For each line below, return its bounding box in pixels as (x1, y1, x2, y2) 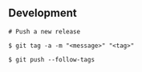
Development (8, 6, 78, 20)
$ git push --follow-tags (8, 55, 95, 63)
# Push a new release (8, 27, 81, 35)
